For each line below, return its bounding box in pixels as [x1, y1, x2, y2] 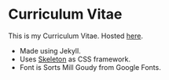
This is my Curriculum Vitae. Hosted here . [8, 31, 144, 40]
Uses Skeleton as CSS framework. [19, 54, 131, 64]
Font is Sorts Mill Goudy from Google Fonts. [19, 62, 161, 71]
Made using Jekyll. [19, 46, 81, 55]
